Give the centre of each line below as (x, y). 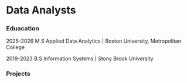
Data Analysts (41, 10)
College (16, 47)
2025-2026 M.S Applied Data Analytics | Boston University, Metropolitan (94, 41)
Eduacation (23, 29)
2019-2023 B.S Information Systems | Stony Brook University (80, 58)
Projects (18, 74)
